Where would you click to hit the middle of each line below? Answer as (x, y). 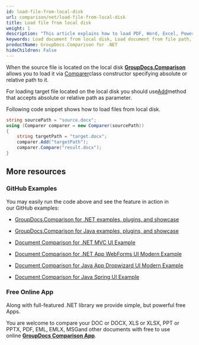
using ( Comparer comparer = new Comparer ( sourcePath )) (75, 125)
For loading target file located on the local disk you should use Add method (96, 91)
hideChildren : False (32, 50)
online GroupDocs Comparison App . (51, 335)
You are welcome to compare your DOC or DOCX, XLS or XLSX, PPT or (93, 323)
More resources (36, 172)
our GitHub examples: (33, 208)
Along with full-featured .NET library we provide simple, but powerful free (96, 305)
